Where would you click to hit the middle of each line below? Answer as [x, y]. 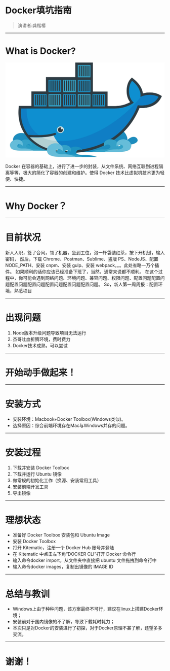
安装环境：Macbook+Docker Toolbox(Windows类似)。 [69, 419]
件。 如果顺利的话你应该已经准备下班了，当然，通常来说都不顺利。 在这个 [82, 272]
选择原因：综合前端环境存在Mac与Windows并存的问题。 [71, 425]
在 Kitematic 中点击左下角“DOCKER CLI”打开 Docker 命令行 [74, 554]
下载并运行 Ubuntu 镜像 [37, 474]
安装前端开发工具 [30, 487]
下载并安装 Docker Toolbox [41, 467]
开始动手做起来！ [41, 372]
